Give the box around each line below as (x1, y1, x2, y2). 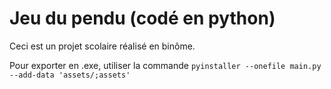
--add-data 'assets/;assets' (9, 70, 131, 80)
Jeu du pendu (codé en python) (9, 7, 276, 30)
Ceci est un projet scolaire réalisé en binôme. (9, 40, 196, 52)
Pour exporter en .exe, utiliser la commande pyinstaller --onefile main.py (9, 59, 322, 71)
